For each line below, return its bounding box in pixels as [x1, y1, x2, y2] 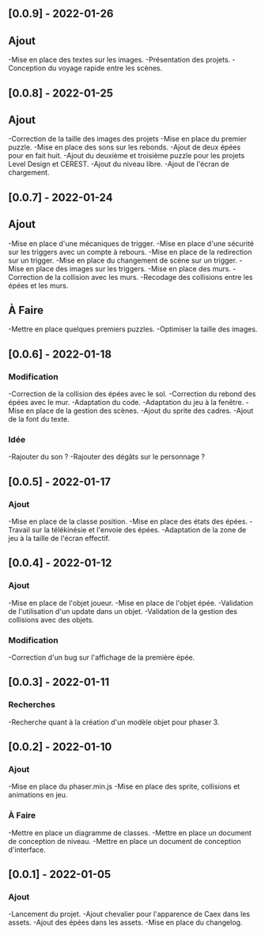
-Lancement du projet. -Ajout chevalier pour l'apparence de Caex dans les [8, 910, 251, 919]
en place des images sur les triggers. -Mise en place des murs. [25, 263, 232, 273]
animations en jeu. [8, 790, 68, 800]
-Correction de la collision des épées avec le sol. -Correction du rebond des [8, 389, 256, 399]
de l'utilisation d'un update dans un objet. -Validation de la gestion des [8, 606, 237, 616]
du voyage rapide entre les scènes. [47, 63, 163, 73]
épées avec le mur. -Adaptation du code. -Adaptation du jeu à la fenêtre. [8, 398, 244, 407]
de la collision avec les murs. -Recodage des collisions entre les [44, 272, 253, 282]
